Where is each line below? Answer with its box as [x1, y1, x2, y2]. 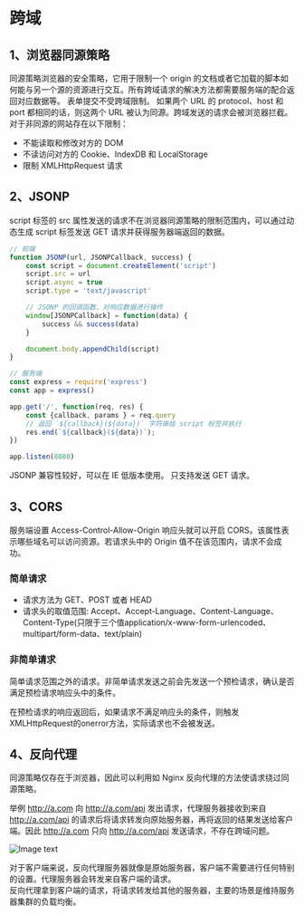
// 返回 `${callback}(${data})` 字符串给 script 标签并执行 [25, 419, 242, 429]
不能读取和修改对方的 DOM [22, 138, 124, 148]
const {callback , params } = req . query [25, 410, 176, 419]
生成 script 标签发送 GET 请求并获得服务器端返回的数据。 [16, 226, 230, 236]
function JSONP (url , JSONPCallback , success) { [9, 253, 193, 262]
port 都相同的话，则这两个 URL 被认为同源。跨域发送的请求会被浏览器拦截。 [9, 107, 293, 118]
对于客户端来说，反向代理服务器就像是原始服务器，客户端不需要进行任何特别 [9, 862, 295, 873]
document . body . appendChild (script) [25, 344, 160, 353]
